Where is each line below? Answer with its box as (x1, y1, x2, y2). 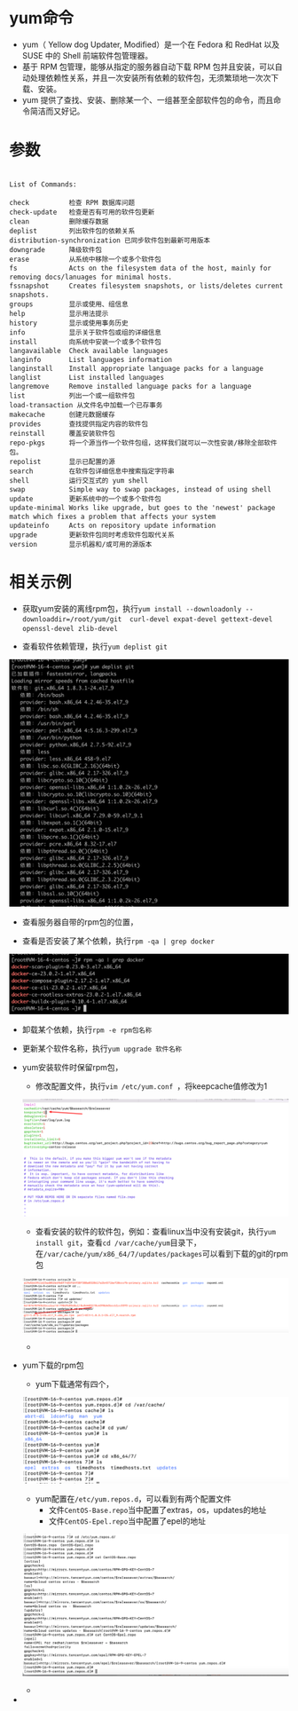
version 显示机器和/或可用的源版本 (9, 540, 153, 548)
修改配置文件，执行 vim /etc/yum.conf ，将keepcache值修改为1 (35, 1081, 268, 1092)
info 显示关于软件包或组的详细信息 (9, 327, 161, 337)
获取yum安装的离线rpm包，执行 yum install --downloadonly (21, 603, 242, 613)
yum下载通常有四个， (35, 1378, 114, 1389)
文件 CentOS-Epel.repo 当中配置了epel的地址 (48, 1516, 207, 1526)
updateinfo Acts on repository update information (9, 521, 216, 530)
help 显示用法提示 (9, 309, 109, 318)
